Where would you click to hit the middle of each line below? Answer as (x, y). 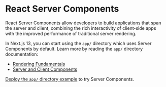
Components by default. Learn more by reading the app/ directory (74, 49)
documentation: (22, 54)
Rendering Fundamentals (39, 64)
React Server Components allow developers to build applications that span (83, 23)
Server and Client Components (45, 69)
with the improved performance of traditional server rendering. (71, 33)
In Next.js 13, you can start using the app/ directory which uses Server (78, 43)
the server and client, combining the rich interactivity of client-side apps (81, 28)
